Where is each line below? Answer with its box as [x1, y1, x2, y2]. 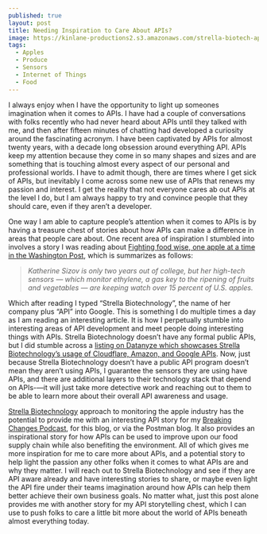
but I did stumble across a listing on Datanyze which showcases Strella [8, 340, 241, 350]
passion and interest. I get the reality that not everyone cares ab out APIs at [8, 184, 256, 194]
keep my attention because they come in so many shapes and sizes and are [8, 150, 257, 160]
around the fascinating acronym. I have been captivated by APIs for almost [8, 133, 253, 143]
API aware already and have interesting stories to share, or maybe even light [8, 474, 258, 483]
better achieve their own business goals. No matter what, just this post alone [8, 490, 259, 501]
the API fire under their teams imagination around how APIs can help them [8, 482, 251, 492]
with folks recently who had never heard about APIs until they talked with [8, 117, 247, 126]
